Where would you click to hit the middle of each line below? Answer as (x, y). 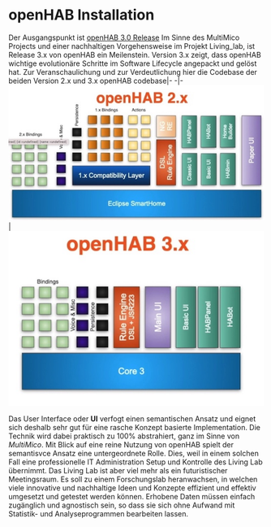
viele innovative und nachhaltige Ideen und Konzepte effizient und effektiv (133, 488)
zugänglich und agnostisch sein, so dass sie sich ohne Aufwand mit (122, 505)
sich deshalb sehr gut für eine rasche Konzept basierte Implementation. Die (135, 427)
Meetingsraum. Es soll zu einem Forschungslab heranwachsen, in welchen (133, 479)
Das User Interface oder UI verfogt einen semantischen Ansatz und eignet (132, 418)
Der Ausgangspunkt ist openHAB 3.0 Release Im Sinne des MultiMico (124, 37)
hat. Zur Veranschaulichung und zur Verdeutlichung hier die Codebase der (133, 72)
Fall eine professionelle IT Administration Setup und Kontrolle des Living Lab (135, 462)
